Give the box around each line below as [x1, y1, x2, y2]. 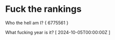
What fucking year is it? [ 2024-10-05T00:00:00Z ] [5, 29, 110, 35]
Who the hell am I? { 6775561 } [5, 20, 69, 26]
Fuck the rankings [5, 3, 82, 15]
